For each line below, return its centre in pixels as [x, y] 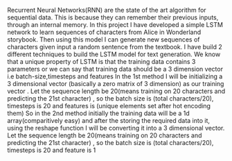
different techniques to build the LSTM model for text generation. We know [114, 54]
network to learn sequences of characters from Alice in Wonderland [104, 32]
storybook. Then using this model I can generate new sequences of [104, 40]
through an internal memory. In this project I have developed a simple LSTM [115, 25]
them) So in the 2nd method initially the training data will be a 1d [98, 113]
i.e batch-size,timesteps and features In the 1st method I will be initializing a [115, 76]
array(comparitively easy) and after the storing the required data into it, [108, 120]
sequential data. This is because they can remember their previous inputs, [113, 17]
